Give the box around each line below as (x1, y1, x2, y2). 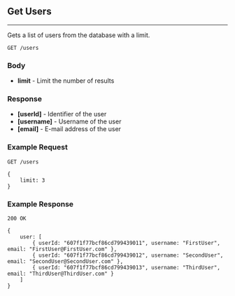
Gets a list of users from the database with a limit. (7, 31, 150, 39)
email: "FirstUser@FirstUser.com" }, (7, 245, 117, 253)
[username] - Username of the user (17, 117, 122, 126)
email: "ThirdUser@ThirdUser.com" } (7, 270, 114, 277)
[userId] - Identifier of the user (17, 110, 107, 119)
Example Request (7, 142, 68, 152)
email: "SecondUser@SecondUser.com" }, (7, 258, 124, 265)
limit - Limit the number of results (17, 76, 115, 85)
